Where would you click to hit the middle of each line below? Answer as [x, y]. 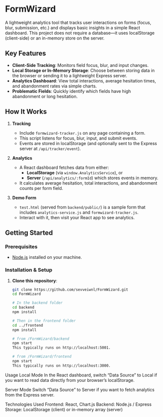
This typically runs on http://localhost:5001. [61, 348]
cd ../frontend [28, 325]
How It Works [26, 112]
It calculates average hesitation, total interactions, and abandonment [88, 183]
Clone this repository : [35, 281]
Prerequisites [21, 247]
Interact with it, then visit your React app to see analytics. [77, 217]
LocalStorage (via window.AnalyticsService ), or [75, 172]
